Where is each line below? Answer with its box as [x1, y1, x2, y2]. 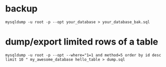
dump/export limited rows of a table [5, 36, 158, 47]
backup [5, 3, 38, 14]
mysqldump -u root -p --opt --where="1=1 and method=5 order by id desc [5, 52, 161, 57]
